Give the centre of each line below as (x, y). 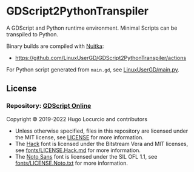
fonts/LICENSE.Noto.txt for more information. (72, 163)
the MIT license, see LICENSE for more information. (79, 137)
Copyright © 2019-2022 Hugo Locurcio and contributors (77, 119)
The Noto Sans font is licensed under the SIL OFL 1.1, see (86, 156)
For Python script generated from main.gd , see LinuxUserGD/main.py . (93, 69)
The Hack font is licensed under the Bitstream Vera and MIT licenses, (102, 144)
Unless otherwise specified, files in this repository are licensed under (102, 131)
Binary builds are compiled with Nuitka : (55, 46)
